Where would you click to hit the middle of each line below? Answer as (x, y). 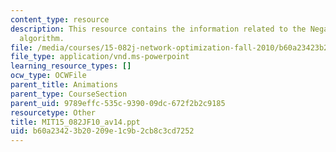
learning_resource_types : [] (71, 66)
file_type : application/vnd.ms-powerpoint (100, 57)
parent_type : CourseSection (69, 94)
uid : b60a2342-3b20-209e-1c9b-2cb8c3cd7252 (102, 131)
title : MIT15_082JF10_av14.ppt (75, 122)
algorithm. (42, 38)
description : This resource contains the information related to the (158, 29)
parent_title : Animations (64, 85)
